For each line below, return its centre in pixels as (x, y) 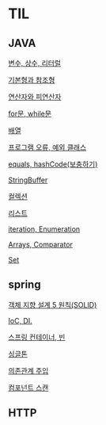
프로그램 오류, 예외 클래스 (47, 147)
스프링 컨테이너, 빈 (37, 337)
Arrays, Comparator (40, 244)
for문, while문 (30, 113)
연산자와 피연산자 (35, 97)
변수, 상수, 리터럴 (35, 63)
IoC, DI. (21, 320)
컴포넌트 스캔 (28, 387)
